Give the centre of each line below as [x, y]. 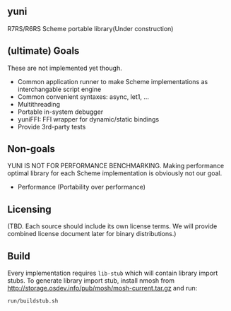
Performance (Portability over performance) [82, 187]
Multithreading [39, 104]
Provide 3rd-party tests [52, 127]
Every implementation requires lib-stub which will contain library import [113, 273]
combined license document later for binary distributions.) [92, 234]
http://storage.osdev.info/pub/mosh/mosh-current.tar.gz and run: [102, 288]
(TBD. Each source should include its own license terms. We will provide [112, 226]
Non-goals [31, 149]
